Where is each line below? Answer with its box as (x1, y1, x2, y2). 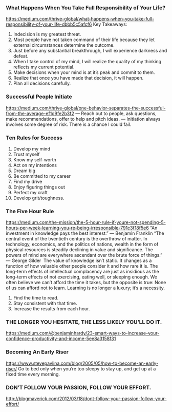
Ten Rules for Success (6, 134, 63, 141)
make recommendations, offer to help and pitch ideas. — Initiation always (6, 116, 161, 122)
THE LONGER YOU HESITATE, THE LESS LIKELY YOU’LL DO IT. (6, 319, 162, 326)
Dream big (13, 167, 35, 174)
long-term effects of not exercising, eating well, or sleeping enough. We (6, 274, 158, 280)
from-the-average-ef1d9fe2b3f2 (6, 110, 75, 117)
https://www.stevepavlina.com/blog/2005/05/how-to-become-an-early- (6, 360, 159, 366)
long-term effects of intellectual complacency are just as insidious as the (6, 269, 159, 275)
